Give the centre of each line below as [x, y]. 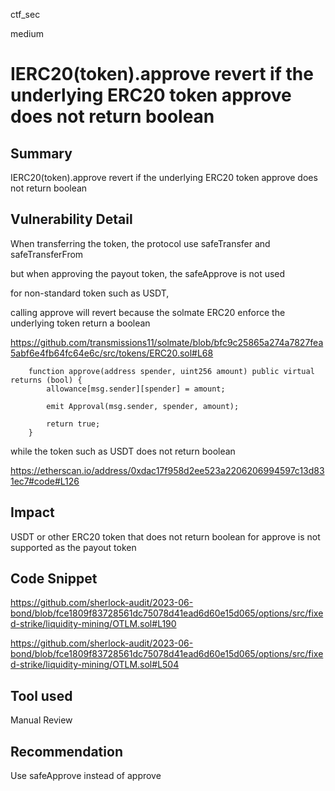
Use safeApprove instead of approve [86, 776]
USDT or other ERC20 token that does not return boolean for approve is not [165, 536]
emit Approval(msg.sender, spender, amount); [143, 406]
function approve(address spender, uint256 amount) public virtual [171, 371]
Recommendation [66, 751]
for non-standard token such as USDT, [90, 293]
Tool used [41, 695]
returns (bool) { [46, 380]
